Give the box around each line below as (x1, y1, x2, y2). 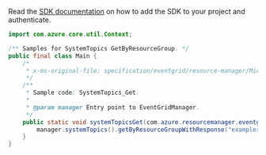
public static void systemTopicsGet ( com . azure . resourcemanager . (22, 118, 239, 126)
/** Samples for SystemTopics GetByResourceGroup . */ (8, 44, 190, 52)
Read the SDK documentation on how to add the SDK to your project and (8, 7, 245, 16)
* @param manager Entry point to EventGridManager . (25, 103, 200, 112)
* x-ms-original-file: (25, 66, 101, 74)
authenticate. (8, 15, 51, 25)
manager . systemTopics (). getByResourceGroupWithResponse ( (36, 126, 228, 134)
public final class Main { (8, 51, 97, 60)
